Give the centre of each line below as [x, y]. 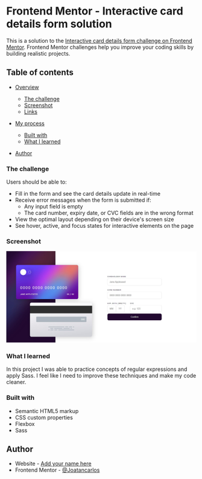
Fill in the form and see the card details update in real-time [88, 194]
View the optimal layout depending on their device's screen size [94, 219]
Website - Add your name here [53, 464]
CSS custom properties [44, 417]
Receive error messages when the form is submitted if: [83, 200]
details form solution [59, 24]
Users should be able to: [37, 182]
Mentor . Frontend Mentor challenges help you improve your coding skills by [100, 47]
